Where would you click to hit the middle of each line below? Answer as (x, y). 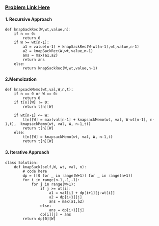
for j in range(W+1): (53, 184)
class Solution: (22, 162)
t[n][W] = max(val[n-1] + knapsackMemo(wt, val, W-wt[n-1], (85, 120)
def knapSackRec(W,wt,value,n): (38, 30)
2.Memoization (21, 79)
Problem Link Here (27, 7)
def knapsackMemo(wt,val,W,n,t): (39, 90)
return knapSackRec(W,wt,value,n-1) (60, 68)
